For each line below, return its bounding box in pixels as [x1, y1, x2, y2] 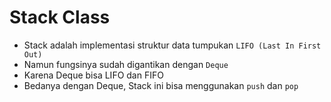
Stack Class [9, 6, 111, 29]
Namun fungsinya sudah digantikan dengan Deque [23, 58, 229, 70]
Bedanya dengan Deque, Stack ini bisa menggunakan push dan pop [23, 79, 299, 91]
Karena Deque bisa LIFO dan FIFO [23, 69, 164, 81]
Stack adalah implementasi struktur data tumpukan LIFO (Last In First [23, 39, 322, 51]
